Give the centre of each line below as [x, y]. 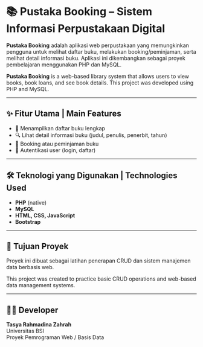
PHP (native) [31, 202]
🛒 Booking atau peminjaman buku [57, 144]
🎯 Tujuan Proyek [37, 246]
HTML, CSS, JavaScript [45, 215]
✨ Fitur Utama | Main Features [64, 114]
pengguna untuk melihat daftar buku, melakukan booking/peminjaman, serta [101, 51]
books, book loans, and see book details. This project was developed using [100, 83]
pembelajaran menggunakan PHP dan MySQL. [64, 65]
